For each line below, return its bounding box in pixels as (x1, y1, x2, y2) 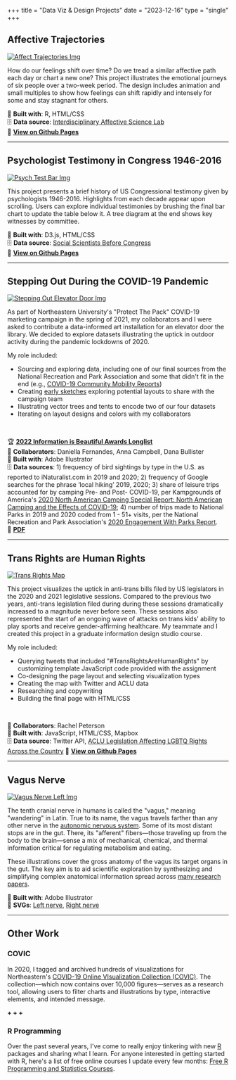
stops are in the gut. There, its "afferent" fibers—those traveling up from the (7, 829, 227, 837)
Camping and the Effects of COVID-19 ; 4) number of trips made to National (7, 503, 224, 512)
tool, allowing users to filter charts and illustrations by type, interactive (7, 987, 211, 996)
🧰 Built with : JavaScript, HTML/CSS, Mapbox (7, 729, 138, 737)
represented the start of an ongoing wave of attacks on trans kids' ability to (7, 615, 225, 623)
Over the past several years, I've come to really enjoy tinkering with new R (7, 1042, 222, 1050)
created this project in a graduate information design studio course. (7, 630, 202, 638)
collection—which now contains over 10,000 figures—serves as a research (7, 979, 223, 988)
